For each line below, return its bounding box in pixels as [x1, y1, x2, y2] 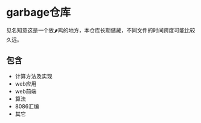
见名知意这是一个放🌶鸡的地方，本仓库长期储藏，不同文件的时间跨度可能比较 [6, 27, 196, 34]
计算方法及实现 [14, 72, 53, 80]
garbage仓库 [6, 5, 71, 19]
